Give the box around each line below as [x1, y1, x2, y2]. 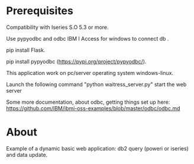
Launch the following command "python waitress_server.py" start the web [6, 81, 187, 88]
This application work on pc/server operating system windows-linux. [6, 69, 173, 76]
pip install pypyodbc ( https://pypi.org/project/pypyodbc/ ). [6, 58, 147, 65]
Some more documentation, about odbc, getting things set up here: [6, 99, 170, 106]
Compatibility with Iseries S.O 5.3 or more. [6, 24, 109, 31]
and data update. [6, 151, 48, 158]
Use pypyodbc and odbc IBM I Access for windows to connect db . [6, 35, 169, 42]
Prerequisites [6, 4, 74, 18]
